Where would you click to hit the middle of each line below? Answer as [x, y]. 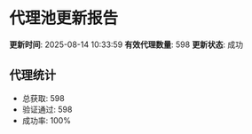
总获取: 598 [43, 98]
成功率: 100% [46, 120]
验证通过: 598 [47, 109]
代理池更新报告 [64, 18]
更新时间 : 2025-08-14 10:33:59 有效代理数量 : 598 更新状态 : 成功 [126, 44]
